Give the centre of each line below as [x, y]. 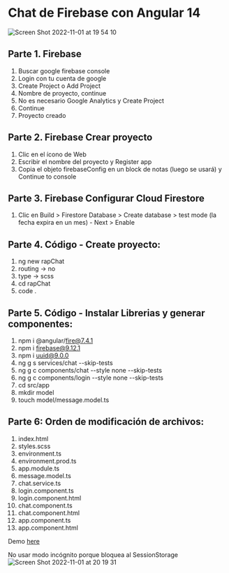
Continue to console [47, 177]
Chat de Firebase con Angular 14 [104, 13]
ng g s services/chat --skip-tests [66, 363]
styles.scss [34, 446]
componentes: [40, 323]
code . [27, 291]
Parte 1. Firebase [45, 54]
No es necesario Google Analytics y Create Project [91, 101]
